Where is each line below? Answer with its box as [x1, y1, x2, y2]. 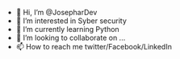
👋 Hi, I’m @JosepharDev [15, 8, 98, 17]
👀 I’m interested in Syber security [15, 16, 128, 26]
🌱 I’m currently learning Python [15, 25, 119, 33]
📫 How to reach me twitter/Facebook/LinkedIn [15, 42, 172, 51]
